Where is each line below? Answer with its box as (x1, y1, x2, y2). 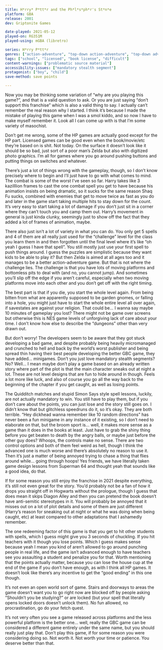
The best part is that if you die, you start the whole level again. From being (5, 290, 154, 295)
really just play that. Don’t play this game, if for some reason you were (5, 630, 145, 635)
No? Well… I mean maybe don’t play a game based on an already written (5, 361, 150, 367)
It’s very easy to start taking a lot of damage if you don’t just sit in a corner (5, 204, 154, 209)
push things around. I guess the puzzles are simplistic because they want (5, 249, 152, 255)
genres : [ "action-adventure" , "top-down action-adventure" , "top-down (5, 51, 151, 56)
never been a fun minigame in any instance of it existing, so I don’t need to (5, 417, 154, 423)
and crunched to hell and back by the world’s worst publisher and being (5, 345, 148, 351)
